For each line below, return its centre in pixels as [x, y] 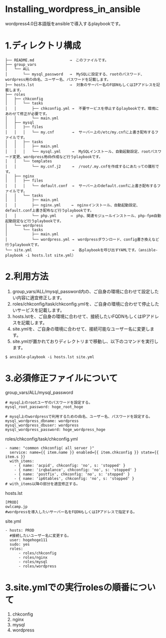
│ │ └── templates [29, 161]
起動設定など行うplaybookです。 [34, 221]
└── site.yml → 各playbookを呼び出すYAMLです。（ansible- [82, 250]
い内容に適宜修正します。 [38, 297]
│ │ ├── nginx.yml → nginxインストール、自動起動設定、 [73, 205]
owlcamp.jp [16, 507]
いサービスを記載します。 [38, 310]
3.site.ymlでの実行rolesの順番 [67, 587]
